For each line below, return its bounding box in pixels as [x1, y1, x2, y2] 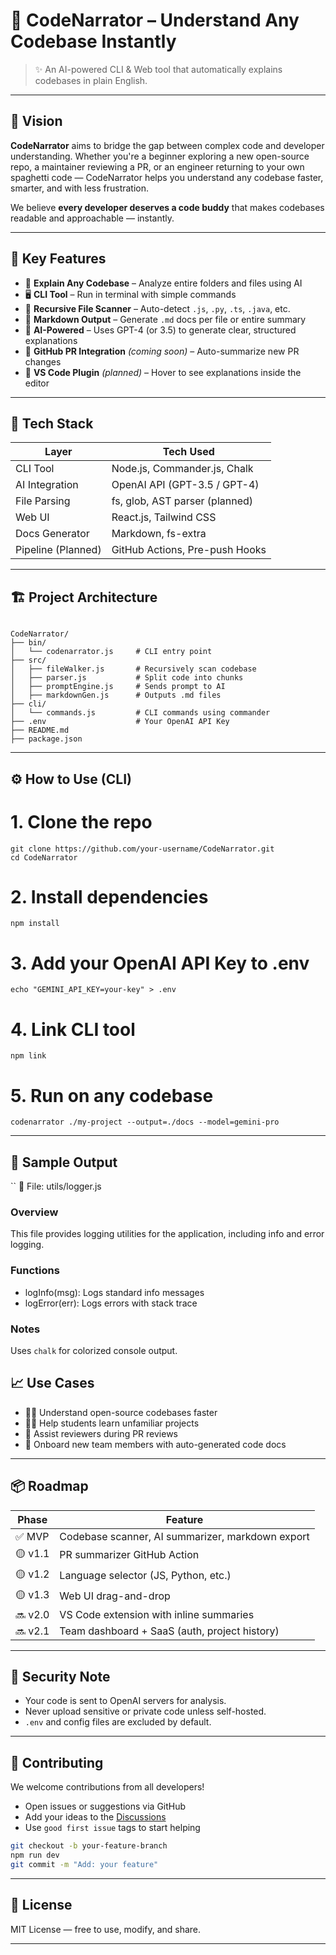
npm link [10, 1051, 47, 1061]
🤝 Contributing [10, 1754, 104, 1771]
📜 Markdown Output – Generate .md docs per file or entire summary [24, 313, 307, 325]
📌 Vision [10, 113, 63, 130]
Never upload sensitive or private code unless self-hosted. [24, 1705, 267, 1718]
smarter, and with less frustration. [10, 182, 150, 194]
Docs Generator [15, 527, 90, 541]
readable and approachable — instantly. [10, 212, 175, 224]
